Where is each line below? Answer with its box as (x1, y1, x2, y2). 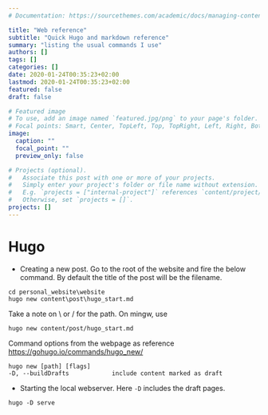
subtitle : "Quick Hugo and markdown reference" (8, 34, 170, 41)
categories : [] (8, 63, 59, 72)
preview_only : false (15, 152, 84, 160)
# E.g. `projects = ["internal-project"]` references (8, 188, 198, 196)
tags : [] (8, 56, 37, 64)
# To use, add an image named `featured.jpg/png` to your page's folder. (8, 115, 259, 123)
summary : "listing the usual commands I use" (8, 41, 162, 49)
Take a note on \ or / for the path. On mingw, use (8, 309, 167, 318)
